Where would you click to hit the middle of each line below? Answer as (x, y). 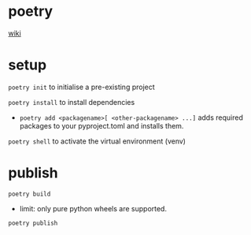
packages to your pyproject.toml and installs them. (102, 125)
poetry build (30, 194)
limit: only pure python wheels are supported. (93, 208)
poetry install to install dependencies (72, 102)
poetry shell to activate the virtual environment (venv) (97, 141)
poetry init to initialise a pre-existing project (81, 87)
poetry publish (33, 223)
